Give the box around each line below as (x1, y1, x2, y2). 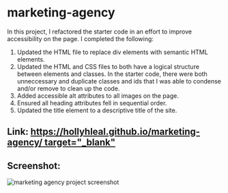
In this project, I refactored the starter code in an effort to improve (7, 27, 193, 36)
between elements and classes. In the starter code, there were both (16, 70, 208, 78)
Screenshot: (7, 159, 61, 172)
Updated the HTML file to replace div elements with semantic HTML (16, 48, 208, 56)
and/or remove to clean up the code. (16, 84, 120, 92)
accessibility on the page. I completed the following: (7, 34, 154, 42)
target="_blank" (44, 137, 116, 149)
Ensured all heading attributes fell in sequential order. (16, 99, 167, 107)
